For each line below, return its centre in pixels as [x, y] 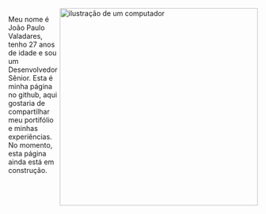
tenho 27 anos [32, 44]
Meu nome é [29, 19]
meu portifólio [31, 120]
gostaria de [27, 103]
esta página [27, 154]
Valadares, [26, 36]
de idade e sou [32, 53]
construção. [28, 170]
